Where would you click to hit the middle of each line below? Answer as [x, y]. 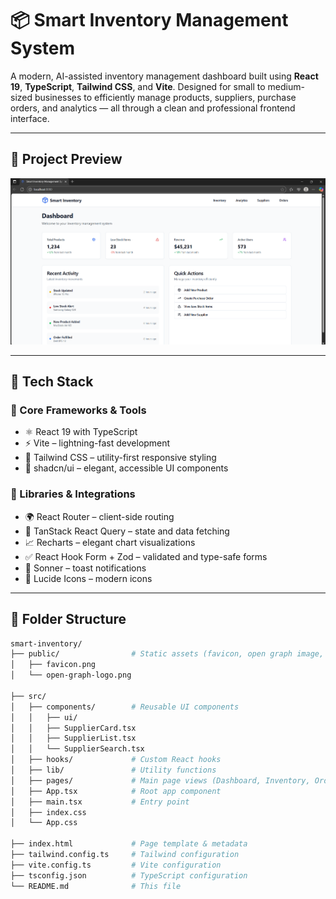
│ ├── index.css [48, 812]
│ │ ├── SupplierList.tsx [73, 738]
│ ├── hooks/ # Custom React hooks [116, 760]
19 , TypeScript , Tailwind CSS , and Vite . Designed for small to [138, 86]
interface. [30, 118]
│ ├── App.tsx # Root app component [116, 791]
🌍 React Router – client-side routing [99, 516]
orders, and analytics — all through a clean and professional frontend [153, 108]
